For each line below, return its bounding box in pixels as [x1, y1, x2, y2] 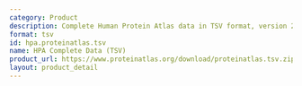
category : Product [9, 13, 78, 22]
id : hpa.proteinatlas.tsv [9, 38, 106, 47]
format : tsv [9, 30, 54, 39]
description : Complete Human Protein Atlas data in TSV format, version [9, 21, 288, 30]
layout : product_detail [9, 64, 99, 73]
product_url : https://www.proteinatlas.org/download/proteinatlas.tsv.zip [9, 55, 296, 64]
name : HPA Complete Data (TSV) [9, 47, 127, 56]
